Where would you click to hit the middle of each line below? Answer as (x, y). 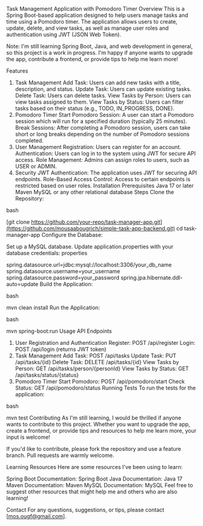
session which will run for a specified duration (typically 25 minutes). (101, 121)
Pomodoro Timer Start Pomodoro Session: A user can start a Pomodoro (104, 115)
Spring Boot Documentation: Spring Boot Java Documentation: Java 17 (95, 479)
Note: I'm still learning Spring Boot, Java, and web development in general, (99, 46)
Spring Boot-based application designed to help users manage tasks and (97, 15)
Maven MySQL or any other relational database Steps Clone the (95, 192)
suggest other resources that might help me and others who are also (92, 491)
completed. (29, 141)
